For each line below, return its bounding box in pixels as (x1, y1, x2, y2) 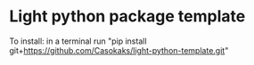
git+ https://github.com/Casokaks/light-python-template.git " (9, 45, 229, 55)
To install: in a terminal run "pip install (9, 36, 147, 46)
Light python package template (9, 6, 246, 27)
